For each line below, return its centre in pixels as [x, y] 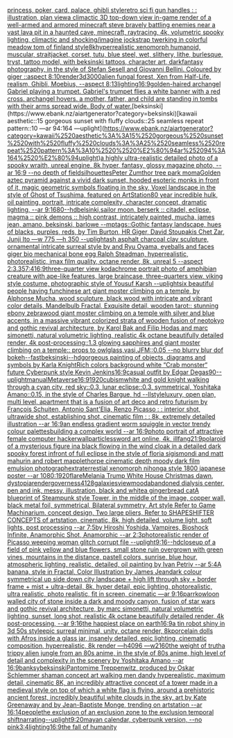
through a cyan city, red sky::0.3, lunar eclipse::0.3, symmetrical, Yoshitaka [114, 387]
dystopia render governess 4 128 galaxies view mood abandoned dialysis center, [116, 483]
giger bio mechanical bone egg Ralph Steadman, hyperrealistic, [98, 254]
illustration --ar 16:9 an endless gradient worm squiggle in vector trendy [109, 424]
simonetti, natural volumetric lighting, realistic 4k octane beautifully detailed [115, 335]
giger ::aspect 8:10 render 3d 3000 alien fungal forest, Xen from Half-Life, [109, 77]
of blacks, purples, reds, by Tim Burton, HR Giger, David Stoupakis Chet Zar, [116, 232]
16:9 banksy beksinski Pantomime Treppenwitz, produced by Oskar [101, 668]
